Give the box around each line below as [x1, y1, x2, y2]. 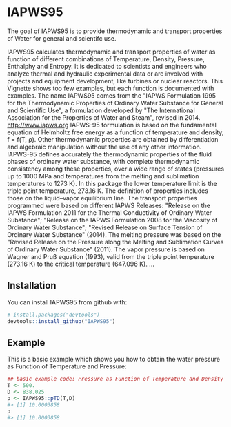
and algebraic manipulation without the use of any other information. [7, 143, 202, 151]
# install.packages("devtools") [7, 311, 100, 318]
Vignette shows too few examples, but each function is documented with [7, 84, 214, 92]
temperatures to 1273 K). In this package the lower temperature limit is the [7, 179, 217, 187]
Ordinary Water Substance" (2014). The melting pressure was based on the [7, 230, 221, 238]
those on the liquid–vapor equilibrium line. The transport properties [7, 194, 198, 202]
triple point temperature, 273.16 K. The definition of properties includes [7, 187, 209, 195]
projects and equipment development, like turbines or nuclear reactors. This [7, 76, 223, 85]
